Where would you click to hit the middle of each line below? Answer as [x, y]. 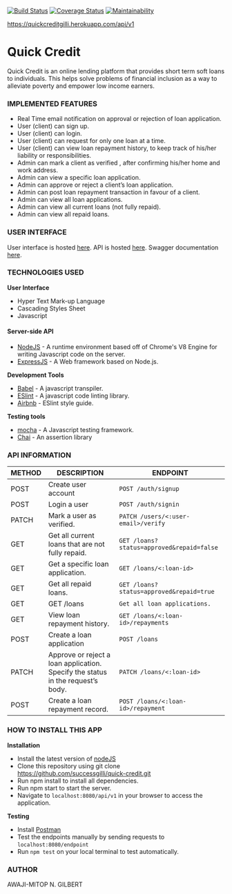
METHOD [26, 473]
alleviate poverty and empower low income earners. [81, 86]
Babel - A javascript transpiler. [60, 389]
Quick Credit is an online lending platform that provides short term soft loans [116, 71]
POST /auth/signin [149, 504]
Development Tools [36, 375]
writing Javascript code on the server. [71, 354]
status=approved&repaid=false [169, 548]
